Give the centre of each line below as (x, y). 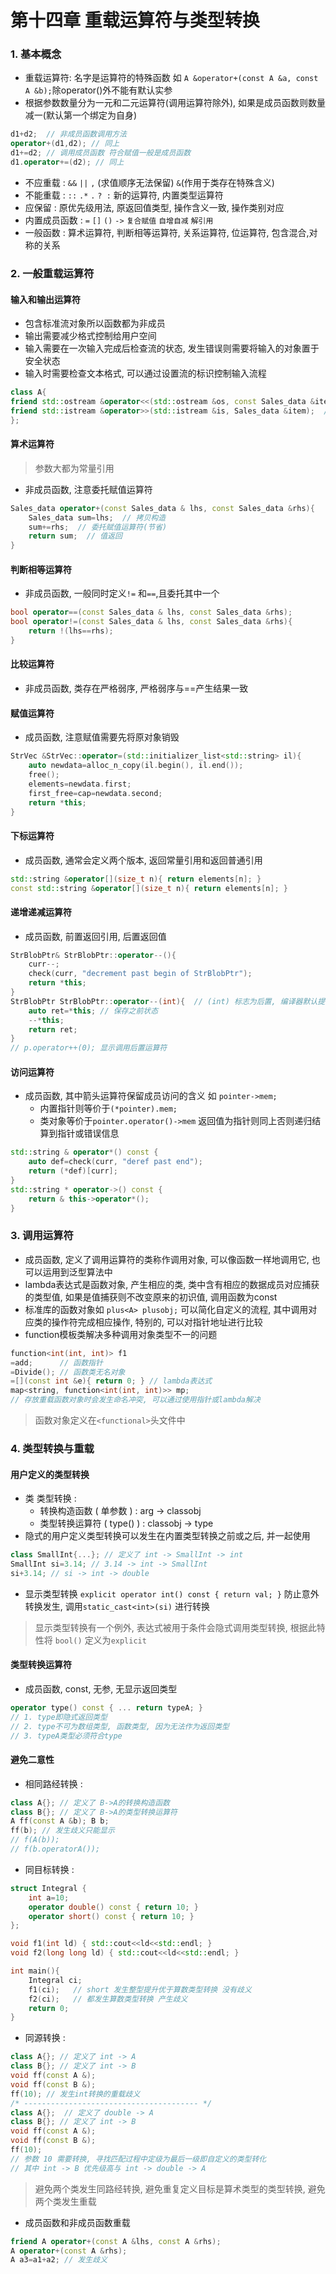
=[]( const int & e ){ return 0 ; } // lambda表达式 (111, 1381)
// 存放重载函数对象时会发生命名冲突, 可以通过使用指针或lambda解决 (135, 1400)
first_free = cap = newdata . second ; (95, 793)
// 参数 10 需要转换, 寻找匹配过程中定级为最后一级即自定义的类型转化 (138, 2159)
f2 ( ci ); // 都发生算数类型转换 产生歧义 (108, 1999)
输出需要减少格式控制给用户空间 (90, 336)
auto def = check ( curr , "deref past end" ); (115, 1162)
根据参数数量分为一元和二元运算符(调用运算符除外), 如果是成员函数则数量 (175, 103)
